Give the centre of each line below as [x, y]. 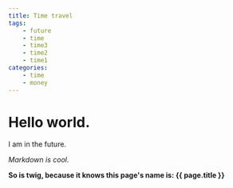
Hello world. [49, 122]
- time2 [35, 53]
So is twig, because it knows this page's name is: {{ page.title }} [116, 175]
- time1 [35, 61]
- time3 [35, 46]
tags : [17, 23]
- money [35, 82]
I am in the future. [37, 144]
